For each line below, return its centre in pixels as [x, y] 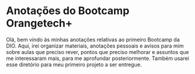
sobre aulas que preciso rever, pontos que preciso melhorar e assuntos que [97, 52]
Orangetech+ [39, 23]
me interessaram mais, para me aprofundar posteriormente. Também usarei [98, 58]
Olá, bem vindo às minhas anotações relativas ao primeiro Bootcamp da [93, 39]
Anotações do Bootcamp [68, 11]
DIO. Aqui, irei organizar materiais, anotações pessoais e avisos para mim [95, 46]
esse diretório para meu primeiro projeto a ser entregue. [74, 64]
